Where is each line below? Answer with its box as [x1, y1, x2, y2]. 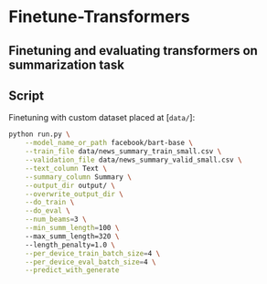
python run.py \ [8, 130, 70, 139]
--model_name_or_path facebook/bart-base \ [25, 139, 194, 148]
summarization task [8, 57, 125, 72]
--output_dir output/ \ [25, 181, 116, 190]
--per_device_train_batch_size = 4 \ [25, 248, 161, 258]
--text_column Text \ [25, 163, 107, 173]
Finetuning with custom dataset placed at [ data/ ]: [8, 112, 196, 123]
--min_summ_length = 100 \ [25, 224, 120, 233]
